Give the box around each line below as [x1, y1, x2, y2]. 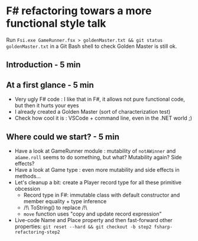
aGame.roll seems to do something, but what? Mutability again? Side [14, 153, 182, 160]
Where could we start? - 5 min [6, 131, 120, 142]
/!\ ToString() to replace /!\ [23, 204, 87, 211]
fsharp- [154, 224, 173, 230]
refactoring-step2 [14, 229, 60, 235]
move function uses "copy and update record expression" [23, 210, 162, 217]
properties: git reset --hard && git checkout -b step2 [14, 223, 152, 230]
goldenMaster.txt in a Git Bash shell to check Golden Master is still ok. [6, 43, 177, 50]
